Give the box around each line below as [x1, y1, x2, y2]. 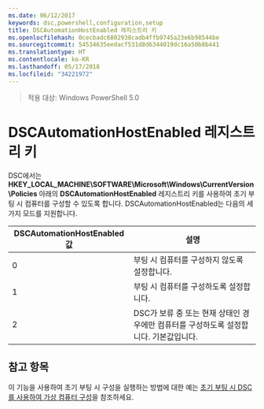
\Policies [8, 188, 38, 198]
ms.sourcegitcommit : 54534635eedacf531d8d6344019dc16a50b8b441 [8, 41, 220, 49]
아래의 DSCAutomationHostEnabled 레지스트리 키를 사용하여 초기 [38, 188, 247, 198]
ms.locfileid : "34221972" [8, 70, 93, 78]
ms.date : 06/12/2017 [8, 11, 76, 20]
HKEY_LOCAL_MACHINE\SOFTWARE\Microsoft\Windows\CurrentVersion [8, 179, 255, 189]
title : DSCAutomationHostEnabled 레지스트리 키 [8, 26, 157, 34]
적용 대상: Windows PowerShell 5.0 [27, 92, 140, 102]
